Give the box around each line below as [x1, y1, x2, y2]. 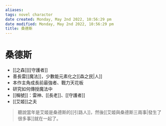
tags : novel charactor [5, 12, 53, 17]
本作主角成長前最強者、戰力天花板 [12, 80, 84, 86]
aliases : [5, 7, 24, 13]
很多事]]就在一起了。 [17, 115, 62, 121]
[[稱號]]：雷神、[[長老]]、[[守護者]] [12, 92, 86, 98]
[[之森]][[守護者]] [12, 67, 48, 73]
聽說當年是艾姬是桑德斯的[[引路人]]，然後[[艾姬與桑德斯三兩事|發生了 [17, 109, 162, 115]
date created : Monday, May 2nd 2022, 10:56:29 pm [5, 17, 112, 22]
